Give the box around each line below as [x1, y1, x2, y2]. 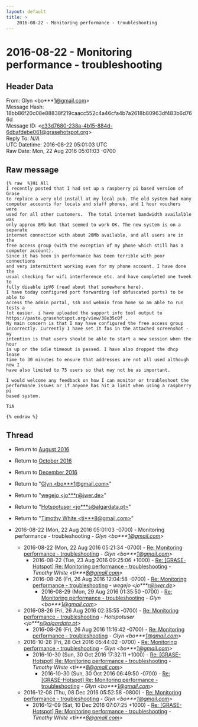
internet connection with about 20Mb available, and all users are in [6, 232, 184, 238]
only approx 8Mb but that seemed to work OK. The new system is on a [6, 222, 181, 228]
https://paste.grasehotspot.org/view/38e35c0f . [6, 315, 128, 321]
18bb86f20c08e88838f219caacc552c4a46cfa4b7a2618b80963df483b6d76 [6, 110, 192, 117]
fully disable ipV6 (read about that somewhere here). [6, 284, 144, 291]
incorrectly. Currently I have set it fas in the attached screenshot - [6, 326, 189, 332]
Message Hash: [6, 103, 44, 110]
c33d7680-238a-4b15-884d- [41, 122, 113, 129]
